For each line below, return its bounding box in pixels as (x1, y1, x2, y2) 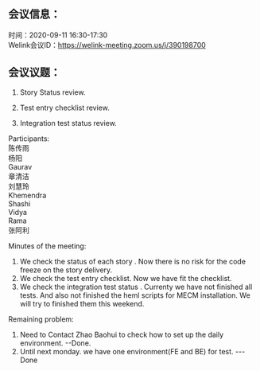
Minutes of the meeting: (8, 241, 87, 251)
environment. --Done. (19, 338, 91, 348)
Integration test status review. (19, 118, 117, 127)
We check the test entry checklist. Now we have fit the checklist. (19, 273, 232, 283)
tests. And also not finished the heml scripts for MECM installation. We (19, 290, 250, 300)
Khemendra (8, 190, 47, 200)
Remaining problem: (8, 314, 74, 324)
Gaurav (8, 162, 33, 171)
